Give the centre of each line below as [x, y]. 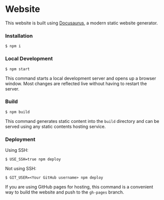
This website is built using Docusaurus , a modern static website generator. [82, 23]
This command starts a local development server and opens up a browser [81, 78]
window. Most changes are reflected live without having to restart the [76, 84]
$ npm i [13, 46]
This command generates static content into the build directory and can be [82, 121]
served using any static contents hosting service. [55, 126]
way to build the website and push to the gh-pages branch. [65, 192]
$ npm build [17, 112]
